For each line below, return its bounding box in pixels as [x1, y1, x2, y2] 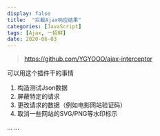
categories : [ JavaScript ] [7, 23, 81, 30]
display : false [7, 10, 51, 17]
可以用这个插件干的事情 [7, 69, 74, 77]
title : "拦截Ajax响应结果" [7, 17, 81, 23]
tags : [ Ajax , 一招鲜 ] [7, 29, 66, 37]
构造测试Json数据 [17, 84, 68, 92]
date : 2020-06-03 [7, 36, 57, 43]
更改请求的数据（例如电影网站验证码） [17, 101, 126, 109]
